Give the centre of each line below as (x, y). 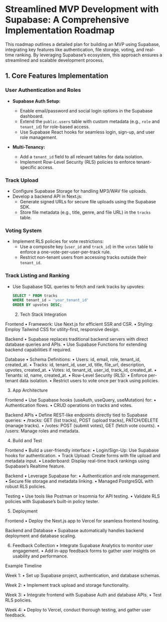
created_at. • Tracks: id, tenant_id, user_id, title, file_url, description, (75, 365)
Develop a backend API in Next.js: (47, 196)
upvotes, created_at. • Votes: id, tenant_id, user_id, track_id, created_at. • (81, 370)
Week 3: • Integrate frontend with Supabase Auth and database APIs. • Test (83, 595)
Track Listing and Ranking (37, 276)
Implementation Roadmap (60, 30)
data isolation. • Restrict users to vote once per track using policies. (89, 381)
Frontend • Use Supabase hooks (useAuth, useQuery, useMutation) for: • (81, 400)
